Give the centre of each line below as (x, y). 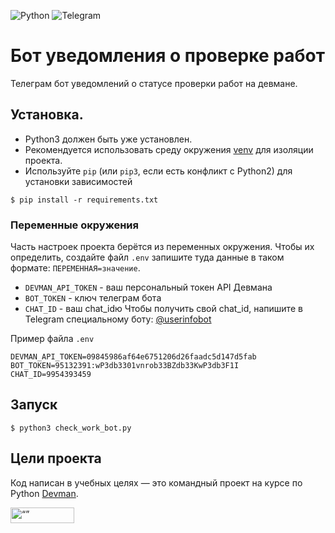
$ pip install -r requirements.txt (84, 200)
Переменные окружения (74, 225)
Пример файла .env (52, 339)
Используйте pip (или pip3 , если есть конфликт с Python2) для (158, 171)
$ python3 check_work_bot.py (71, 428)
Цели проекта (56, 458)
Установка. (47, 115)
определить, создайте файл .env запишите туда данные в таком (147, 257)
